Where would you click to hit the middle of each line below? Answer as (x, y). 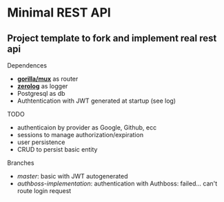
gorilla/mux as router (48, 79)
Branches (21, 163)
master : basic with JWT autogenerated (72, 176)
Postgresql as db (41, 93)
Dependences (27, 65)
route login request (44, 191)
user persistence (41, 142)
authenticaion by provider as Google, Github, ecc (87, 128)
